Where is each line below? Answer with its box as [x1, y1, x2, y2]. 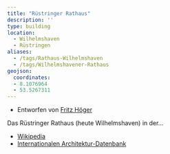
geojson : [7, 67, 32, 74]
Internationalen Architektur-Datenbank [17, 140, 127, 148]
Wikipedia [17, 132, 46, 141]
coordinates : [13, 74, 51, 81]
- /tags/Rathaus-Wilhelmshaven [13, 55, 103, 62]
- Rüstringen [13, 42, 51, 49]
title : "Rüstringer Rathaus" [7, 10, 91, 17]
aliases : [7, 49, 32, 56]
